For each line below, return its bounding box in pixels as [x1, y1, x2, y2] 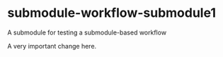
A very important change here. [7, 42, 97, 50]
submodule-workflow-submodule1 [7, 5, 216, 21]
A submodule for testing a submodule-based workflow [7, 28, 167, 37]
